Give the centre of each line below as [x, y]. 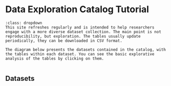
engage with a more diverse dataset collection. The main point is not [83, 32]
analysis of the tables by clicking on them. [55, 59]
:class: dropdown [24, 23]
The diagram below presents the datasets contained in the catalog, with [86, 49]
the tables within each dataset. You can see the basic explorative [80, 54]
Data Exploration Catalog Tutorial [77, 9]
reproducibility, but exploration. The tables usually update [73, 36]
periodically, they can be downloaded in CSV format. [64, 41]
